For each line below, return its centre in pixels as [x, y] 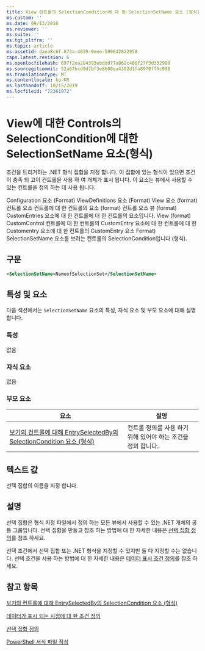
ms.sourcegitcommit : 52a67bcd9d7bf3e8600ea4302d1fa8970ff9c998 [88, 69]
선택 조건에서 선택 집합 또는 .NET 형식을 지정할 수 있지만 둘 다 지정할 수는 [94, 550]
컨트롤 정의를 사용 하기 [158, 428]
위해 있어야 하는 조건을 [158, 437]
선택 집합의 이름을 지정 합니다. [42, 486]
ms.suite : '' [23, 35]
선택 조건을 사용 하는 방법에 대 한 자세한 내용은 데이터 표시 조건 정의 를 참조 [103, 558]
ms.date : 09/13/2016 [33, 23]
